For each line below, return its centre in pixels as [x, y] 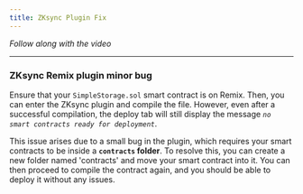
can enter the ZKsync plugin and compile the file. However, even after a [142, 104]
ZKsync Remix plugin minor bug [81, 75]
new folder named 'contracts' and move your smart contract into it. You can [150, 160]
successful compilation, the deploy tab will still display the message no [140, 114]
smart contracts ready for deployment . [83, 124]
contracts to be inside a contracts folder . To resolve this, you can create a [147, 151]
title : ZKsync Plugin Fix [58, 18]
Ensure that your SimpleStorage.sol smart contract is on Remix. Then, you [147, 95]
